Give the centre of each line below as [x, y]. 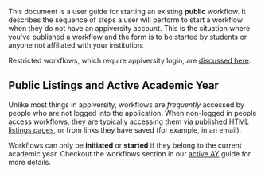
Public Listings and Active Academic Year [113, 85]
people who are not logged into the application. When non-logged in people [132, 113]
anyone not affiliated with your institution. [76, 45]
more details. [30, 162]
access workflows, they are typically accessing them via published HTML [129, 121]
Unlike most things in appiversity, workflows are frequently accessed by [127, 104]
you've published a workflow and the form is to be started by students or [128, 37]
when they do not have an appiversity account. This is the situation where [129, 28]
